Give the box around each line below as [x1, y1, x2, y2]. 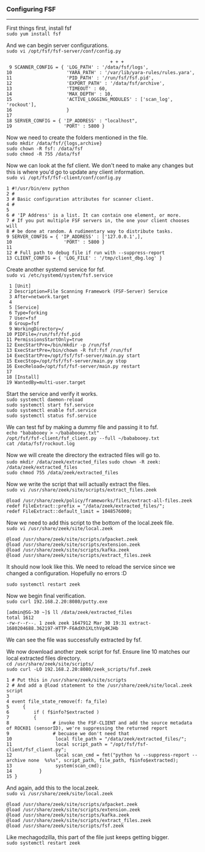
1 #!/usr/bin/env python [6, 185, 70, 192]
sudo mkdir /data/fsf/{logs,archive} [6, 140, 103, 147]
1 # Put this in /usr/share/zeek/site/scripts [6, 677, 127, 684]
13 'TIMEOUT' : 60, [6, 86, 108, 92]
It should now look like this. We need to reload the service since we [6, 563, 176, 570]
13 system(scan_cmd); [6, 763, 103, 769]
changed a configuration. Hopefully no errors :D [6, 570, 127, 577]
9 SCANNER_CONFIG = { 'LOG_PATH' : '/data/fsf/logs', [9, 64, 149, 70]
